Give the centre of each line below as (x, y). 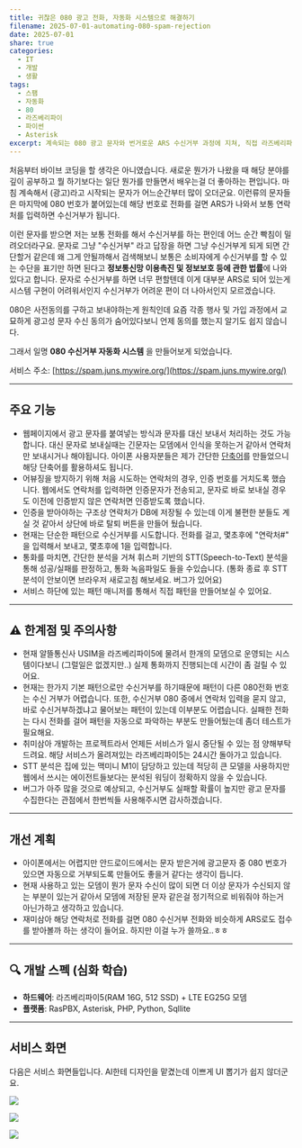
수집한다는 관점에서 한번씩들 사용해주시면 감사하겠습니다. (122, 800)
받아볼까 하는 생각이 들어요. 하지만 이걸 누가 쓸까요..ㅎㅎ (130, 931)
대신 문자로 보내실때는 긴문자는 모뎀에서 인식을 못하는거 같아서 (158, 444)
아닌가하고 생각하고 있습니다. (73, 908)
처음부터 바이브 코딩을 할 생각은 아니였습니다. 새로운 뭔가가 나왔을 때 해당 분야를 (150, 170)
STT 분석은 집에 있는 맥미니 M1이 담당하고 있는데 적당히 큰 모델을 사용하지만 (156, 766)
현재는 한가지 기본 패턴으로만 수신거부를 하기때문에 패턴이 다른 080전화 (147, 687)
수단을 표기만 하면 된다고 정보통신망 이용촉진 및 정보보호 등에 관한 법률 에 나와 (153, 267)
